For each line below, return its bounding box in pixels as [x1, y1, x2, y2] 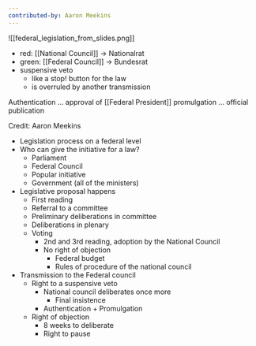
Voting [31, 228, 53, 237]
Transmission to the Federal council [19, 270, 136, 280]
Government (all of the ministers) [31, 178, 140, 188]
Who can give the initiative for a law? [19, 144, 140, 154]
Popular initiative [31, 169, 86, 179]
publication [8, 106, 45, 115]
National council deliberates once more [43, 287, 171, 296]
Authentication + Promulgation [43, 303, 143, 313]
